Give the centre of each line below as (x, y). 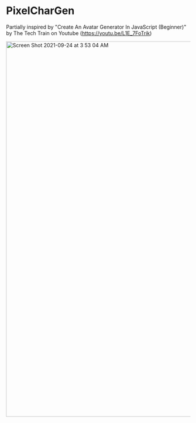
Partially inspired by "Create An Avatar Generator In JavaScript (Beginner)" (96, 27)
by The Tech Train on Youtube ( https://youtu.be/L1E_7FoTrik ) (79, 33)
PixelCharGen (40, 11)
